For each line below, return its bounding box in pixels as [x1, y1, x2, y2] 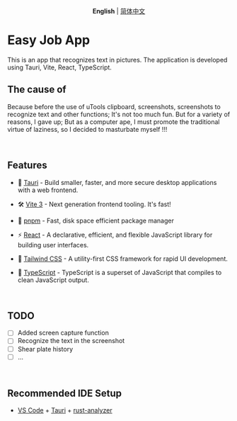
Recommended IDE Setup [7, 388, 122, 400]
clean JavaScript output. [17, 276, 90, 284]
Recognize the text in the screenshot [17, 337, 125, 345]
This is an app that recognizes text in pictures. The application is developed [7, 55, 228, 64]
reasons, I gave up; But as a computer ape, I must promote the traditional [7, 117, 220, 126]
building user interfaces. [17, 240, 89, 249]
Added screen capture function [17, 329, 110, 337]
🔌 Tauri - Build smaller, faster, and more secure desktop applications [17, 178, 217, 186]
